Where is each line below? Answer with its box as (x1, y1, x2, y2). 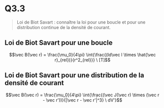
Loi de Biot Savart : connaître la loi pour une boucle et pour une (16, 19, 146, 25)
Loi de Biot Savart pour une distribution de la (4, 71, 144, 80)
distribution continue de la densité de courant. (16, 24, 111, 30)
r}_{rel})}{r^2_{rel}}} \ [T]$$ (54, 57, 111, 63)
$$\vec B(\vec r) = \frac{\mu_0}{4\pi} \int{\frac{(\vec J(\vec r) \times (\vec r (5, 92, 160, 98)
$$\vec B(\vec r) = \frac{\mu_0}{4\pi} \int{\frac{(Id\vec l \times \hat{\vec (9, 52, 156, 57)
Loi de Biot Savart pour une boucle (4, 39, 113, 47)
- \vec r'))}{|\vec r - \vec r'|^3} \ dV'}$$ (42, 97, 123, 103)
